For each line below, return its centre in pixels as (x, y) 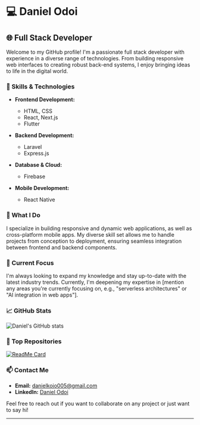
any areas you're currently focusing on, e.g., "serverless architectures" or (97, 288)
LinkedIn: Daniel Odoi (41, 392)
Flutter (32, 124)
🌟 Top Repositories (34, 341)
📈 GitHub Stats (29, 310)
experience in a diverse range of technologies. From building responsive (95, 58)
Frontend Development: (45, 100)
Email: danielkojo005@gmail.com (56, 386)
